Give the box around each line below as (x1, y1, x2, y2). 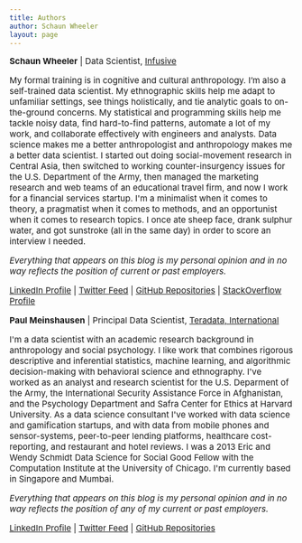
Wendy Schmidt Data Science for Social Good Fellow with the (9, 452, 254, 463)
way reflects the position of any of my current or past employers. (9, 503, 269, 515)
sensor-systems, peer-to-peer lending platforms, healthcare (9, 430, 250, 443)
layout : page (9, 30, 59, 39)
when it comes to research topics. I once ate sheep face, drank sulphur (9, 214, 293, 226)
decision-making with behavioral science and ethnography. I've (9, 366, 262, 378)
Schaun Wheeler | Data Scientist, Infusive (9, 55, 178, 68)
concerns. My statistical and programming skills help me (57, 107, 282, 118)
